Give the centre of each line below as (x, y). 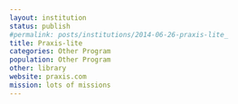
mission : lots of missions (60, 85)
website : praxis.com (48, 77)
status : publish (40, 26)
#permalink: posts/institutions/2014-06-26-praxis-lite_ (119, 34)
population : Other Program (60, 60)
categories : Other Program (60, 52)
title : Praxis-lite (46, 43)
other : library (38, 69)
